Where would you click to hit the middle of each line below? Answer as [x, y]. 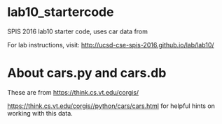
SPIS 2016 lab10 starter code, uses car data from [78, 31]
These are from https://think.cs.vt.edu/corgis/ [73, 92]
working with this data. [40, 113]
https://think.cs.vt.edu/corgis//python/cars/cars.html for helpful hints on [111, 106]
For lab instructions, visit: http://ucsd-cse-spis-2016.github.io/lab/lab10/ [111, 45]
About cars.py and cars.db [87, 73]
